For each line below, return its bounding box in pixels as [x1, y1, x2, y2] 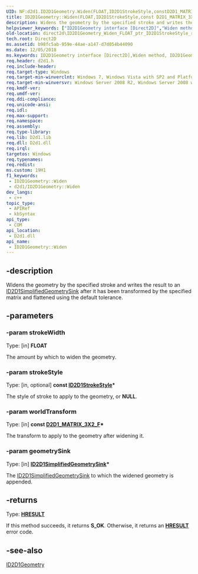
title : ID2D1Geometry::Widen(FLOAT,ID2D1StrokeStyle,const [6, 14, 154, 20]
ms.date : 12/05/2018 [6, 47, 57, 53]
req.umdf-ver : [6, 91, 41, 97]
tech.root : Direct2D [6, 36, 57, 42]
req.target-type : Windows [6, 69, 70, 75]
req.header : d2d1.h [6, 58, 54, 64]
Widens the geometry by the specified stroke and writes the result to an [6, 281, 181, 288]
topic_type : [6, 200, 35, 206]
